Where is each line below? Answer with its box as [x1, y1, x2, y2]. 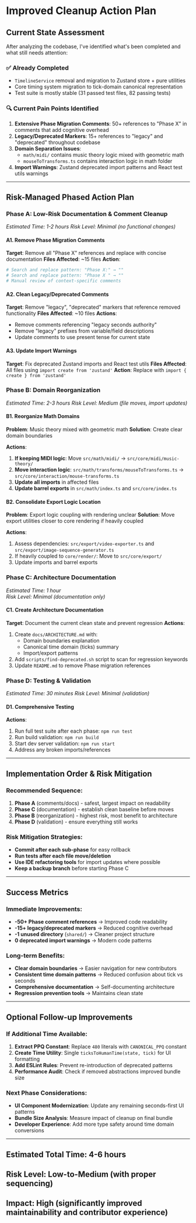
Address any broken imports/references [14, 746, 111, 753]
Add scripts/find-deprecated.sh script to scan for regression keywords [14, 655, 188, 662]
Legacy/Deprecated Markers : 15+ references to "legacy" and [14, 132, 163, 139]
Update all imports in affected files [14, 479, 99, 486]
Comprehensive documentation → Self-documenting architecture [14, 983, 175, 990]
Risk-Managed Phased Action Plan [6, 192, 134, 202]
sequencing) [6, 1178, 54, 1188]
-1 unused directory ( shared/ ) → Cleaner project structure [14, 930, 155, 938]
